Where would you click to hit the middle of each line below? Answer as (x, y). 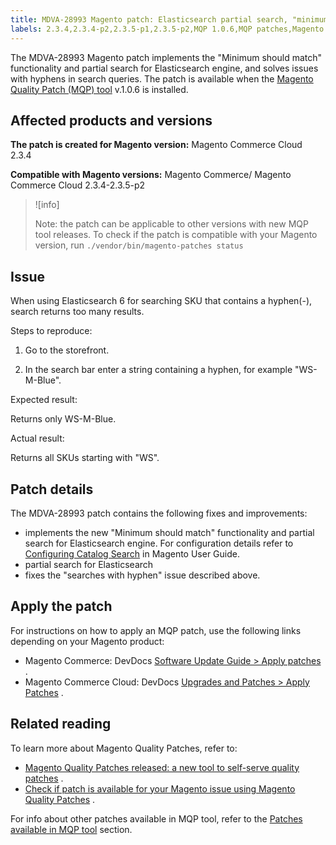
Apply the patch (61, 606)
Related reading (61, 724)
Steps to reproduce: (51, 331)
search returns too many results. (77, 312)
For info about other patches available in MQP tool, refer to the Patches (156, 818)
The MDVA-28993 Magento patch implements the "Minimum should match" (166, 57)
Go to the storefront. (67, 350)
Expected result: (44, 400)
